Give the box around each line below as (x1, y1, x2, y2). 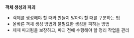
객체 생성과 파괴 (5, 4, 36, 10)
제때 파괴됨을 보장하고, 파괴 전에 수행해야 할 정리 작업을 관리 (12, 27, 130, 33)
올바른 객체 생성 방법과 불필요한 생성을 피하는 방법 (12, 21, 110, 27)
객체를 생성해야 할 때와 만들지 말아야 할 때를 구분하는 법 (12, 15, 121, 21)
